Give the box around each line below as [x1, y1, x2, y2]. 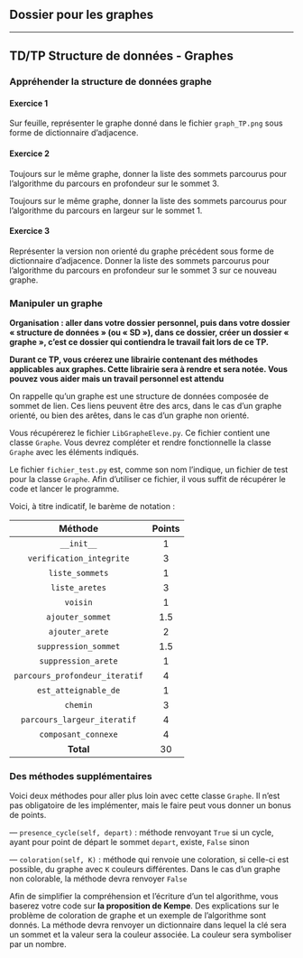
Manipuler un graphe [9, 297, 104, 310]
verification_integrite [27, 553, 130, 563]
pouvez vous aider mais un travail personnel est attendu [9, 374, 225, 385]
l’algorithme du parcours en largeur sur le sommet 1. [9, 205, 203, 216]
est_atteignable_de [36, 685, 121, 696]
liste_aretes [50, 582, 106, 593]
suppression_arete [39, 656, 119, 666]
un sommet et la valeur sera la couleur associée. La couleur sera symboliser [9, 929, 292, 940]
